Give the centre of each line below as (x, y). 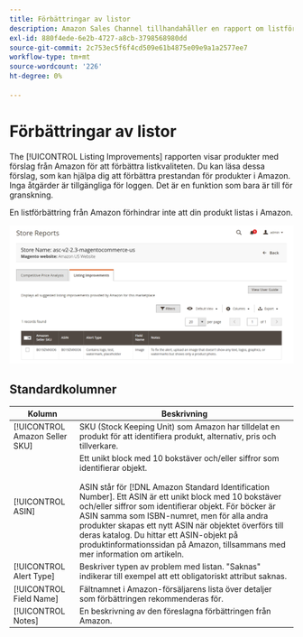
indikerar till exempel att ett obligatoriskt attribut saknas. (183, 577)
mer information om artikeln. (132, 554)
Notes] (26, 620)
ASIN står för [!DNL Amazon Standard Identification (175, 487)
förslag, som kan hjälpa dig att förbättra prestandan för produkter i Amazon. (150, 175)
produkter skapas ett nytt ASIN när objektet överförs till (182, 526)
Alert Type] (34, 577)
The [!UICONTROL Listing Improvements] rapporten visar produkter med (144, 156)
